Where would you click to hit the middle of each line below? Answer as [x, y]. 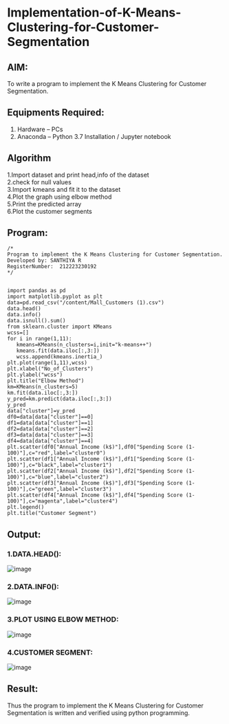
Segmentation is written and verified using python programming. [99, 712]
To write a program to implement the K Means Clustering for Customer [107, 84]
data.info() [24, 315]
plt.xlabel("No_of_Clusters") [51, 369]
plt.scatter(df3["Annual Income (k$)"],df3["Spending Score [95, 483]
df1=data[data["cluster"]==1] [51, 423]
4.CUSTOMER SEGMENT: [50, 652]
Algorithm [29, 158]
